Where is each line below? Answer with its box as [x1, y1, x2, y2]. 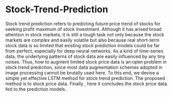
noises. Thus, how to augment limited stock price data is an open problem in [5, 59, 167, 65]
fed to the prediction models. [5, 86, 67, 92]
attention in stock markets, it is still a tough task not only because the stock [5, 31, 164, 37]
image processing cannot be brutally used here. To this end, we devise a [5, 69, 159, 75]
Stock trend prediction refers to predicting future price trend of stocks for [5, 21, 161, 27]
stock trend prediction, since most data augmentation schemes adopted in [5, 64, 163, 70]
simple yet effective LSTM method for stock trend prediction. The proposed [5, 75, 165, 81]
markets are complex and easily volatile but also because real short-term [5, 37, 160, 43]
